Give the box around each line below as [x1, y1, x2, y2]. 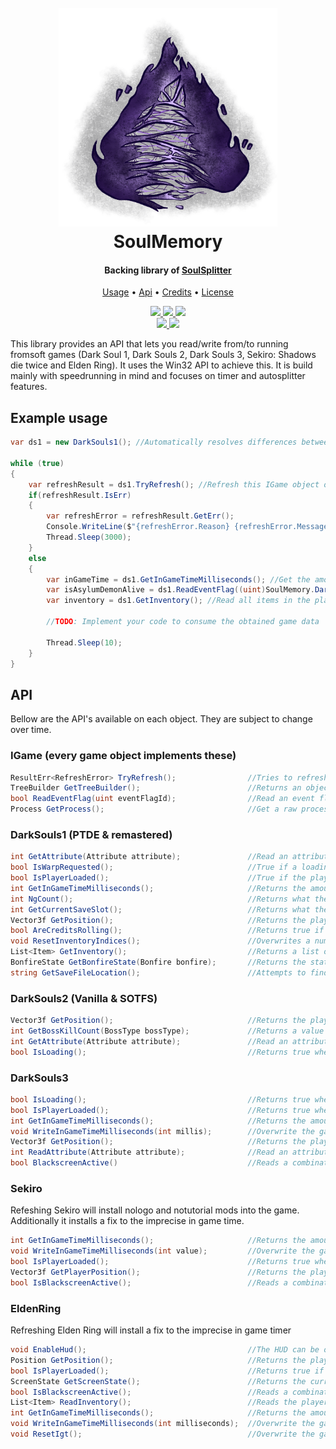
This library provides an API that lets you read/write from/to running [10, 338, 289, 350]
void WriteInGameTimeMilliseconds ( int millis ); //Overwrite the [10, 1126, 315, 1136]
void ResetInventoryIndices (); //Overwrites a [10, 936, 311, 946]
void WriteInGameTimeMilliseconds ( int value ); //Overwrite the [10, 1246, 315, 1256]
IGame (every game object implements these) [10, 749, 237, 763]
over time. [10, 724, 52, 736]
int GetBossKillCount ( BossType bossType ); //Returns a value [10, 1026, 325, 1036]
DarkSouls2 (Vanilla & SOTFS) [10, 991, 158, 1005]
